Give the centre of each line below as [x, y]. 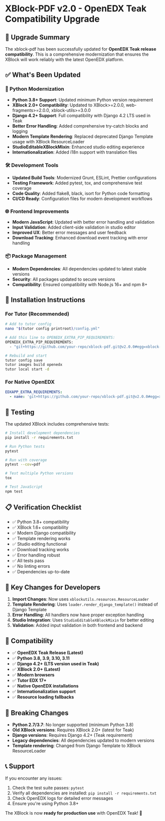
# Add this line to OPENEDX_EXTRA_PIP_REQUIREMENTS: [60, 338]
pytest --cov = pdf [23, 464]
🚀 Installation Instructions [45, 300]
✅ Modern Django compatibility [44, 533]
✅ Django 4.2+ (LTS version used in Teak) [55, 664]
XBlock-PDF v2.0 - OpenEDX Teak [76, 9]
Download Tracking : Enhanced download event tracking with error [80, 238]
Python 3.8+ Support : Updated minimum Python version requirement [82, 99]
